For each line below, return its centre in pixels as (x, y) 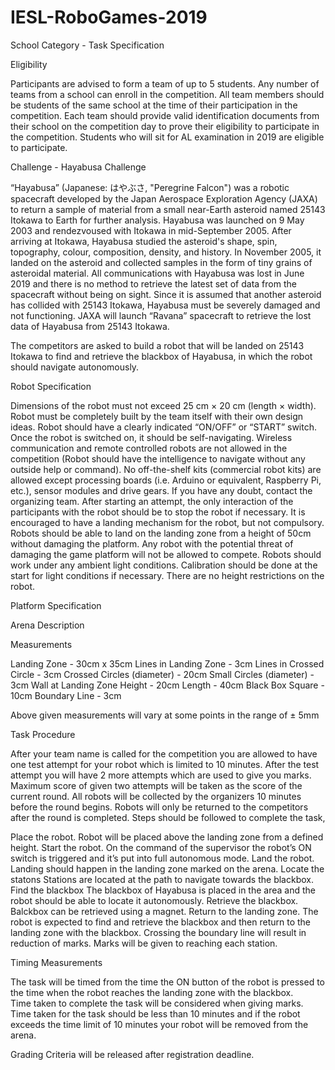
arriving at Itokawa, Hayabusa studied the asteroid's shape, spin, (144, 241)
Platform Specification (56, 605)
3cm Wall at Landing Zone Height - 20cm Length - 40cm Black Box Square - (167, 685)
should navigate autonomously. (75, 367)
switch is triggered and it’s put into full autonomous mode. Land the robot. (162, 858)
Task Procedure (43, 734)
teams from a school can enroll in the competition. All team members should (167, 94)
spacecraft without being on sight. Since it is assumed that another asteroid (166, 294)
